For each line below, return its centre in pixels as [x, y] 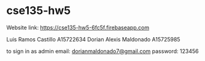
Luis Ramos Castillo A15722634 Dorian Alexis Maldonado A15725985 [93, 39]
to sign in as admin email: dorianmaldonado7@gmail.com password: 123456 [102, 51]
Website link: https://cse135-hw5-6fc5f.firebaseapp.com [78, 27]
